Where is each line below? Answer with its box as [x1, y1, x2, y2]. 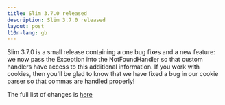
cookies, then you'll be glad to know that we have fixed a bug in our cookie [7, 70, 219, 78]
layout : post [7, 23, 45, 30]
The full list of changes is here [7, 91, 93, 99]
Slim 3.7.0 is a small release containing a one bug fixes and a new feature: [7, 48, 216, 56]
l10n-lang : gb [7, 29, 48, 36]
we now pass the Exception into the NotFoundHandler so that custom [7, 56, 204, 64]
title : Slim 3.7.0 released [7, 10, 88, 17]
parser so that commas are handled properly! [7, 77, 135, 86]
